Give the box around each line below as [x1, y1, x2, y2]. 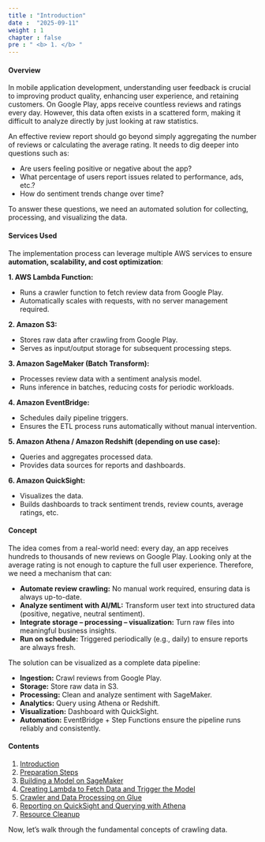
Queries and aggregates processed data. [19, 452, 154, 461]
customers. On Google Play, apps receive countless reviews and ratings [8, 100, 242, 109]
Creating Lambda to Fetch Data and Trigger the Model [19, 784, 196, 794]
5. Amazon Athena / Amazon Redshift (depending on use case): [8, 436, 221, 446]
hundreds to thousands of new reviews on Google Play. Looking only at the [8, 551, 252, 561]
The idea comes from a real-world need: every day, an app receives [8, 543, 229, 553]
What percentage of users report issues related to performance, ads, [19, 172, 244, 182]
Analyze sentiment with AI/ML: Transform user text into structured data [19, 600, 256, 610]
